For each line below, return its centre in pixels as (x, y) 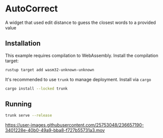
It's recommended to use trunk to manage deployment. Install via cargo (78, 79)
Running (19, 104)
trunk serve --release (29, 116)
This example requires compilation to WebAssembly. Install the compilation (82, 55)
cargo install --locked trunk (37, 88)
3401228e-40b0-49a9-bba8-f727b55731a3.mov (55, 131)
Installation (23, 44)
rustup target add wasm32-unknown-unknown (50, 70)
